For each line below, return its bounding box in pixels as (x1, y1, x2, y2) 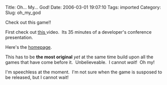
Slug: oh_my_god (5, 10, 41, 16)
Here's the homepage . (5, 44, 52, 50)
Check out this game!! (5, 20, 51, 25)
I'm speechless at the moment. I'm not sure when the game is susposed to (5, 69, 162, 75)
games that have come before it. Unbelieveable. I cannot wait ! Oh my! (5, 59, 155, 65)
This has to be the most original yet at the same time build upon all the (5, 54, 154, 60)
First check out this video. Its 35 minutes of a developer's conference (5, 29, 152, 35)
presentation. (5, 35, 33, 40)
